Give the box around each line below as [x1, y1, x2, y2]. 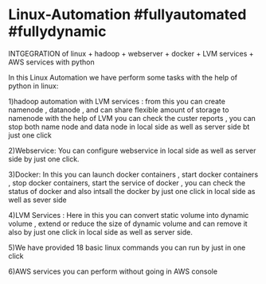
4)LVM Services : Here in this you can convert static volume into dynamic [8, 210, 249, 220]
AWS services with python [8, 57, 95, 67]
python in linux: [8, 81, 59, 91]
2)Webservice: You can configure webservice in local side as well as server [8, 146, 256, 155]
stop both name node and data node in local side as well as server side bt [8, 122, 250, 131]
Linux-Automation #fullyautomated [8, 6, 247, 24]
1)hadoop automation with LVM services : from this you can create [8, 96, 225, 106]
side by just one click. [8, 154, 80, 164]
